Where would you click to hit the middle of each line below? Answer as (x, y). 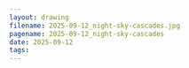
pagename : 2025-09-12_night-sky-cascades (87, 34)
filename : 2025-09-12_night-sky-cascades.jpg (94, 26)
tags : (19, 50)
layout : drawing (39, 17)
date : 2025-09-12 (41, 42)
